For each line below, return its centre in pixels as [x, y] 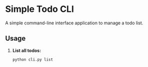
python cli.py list [33, 60]
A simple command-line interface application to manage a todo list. [74, 23]
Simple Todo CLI [39, 9]
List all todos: [27, 50]
